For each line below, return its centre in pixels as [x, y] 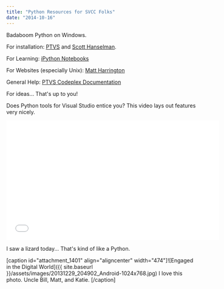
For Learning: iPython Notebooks [48, 58]
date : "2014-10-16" [31, 18]
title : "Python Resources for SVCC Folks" [61, 12]
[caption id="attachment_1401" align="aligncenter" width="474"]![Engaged [100, 260]
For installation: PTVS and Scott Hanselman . [61, 47]
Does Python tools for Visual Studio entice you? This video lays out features [101, 105]
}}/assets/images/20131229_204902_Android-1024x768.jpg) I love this [94, 273]
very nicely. [21, 112]
